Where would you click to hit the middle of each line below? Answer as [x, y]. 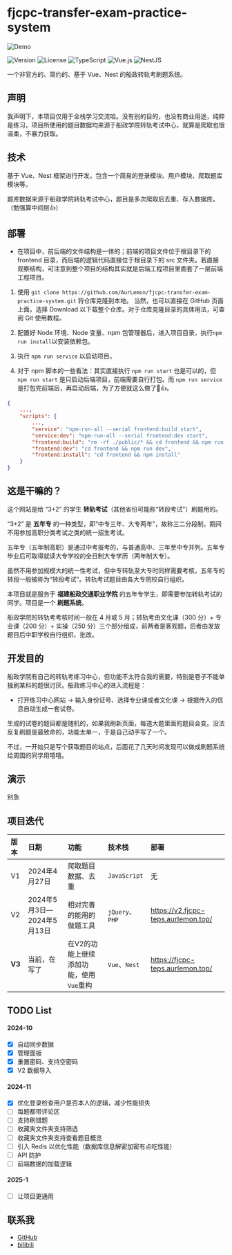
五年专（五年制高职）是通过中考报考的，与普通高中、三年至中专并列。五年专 [116, 547]
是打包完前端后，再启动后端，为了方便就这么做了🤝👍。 [95, 388]
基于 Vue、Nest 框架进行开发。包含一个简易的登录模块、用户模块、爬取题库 [115, 175]
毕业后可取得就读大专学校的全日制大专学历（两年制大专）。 [90, 556]
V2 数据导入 [34, 1070]
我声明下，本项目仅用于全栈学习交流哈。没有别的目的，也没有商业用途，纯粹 [116, 116]
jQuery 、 [122, 912]
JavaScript [126, 876]
